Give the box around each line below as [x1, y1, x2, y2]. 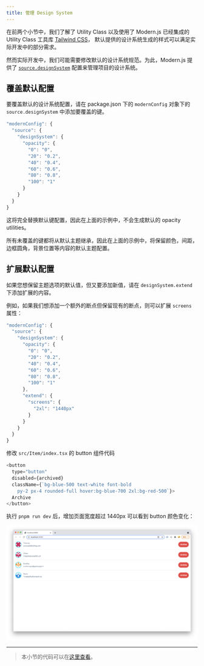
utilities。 [6, 224, 30, 231]
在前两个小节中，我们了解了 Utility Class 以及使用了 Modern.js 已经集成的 [6, 28, 190, 35]
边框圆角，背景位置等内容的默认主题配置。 [6, 244, 113, 252]
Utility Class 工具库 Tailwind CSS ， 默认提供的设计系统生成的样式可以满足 [6, 35, 191, 43]
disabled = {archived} [12, 475, 64, 481]
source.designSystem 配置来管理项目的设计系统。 [18, 64, 141, 71]
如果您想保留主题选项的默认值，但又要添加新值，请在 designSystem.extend [6, 281, 192, 288]
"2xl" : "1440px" [33, 405, 75, 412]
